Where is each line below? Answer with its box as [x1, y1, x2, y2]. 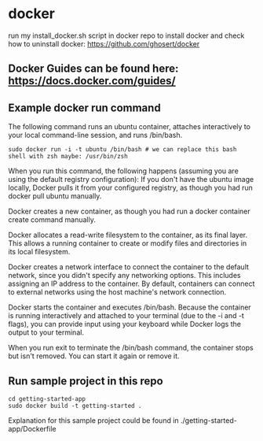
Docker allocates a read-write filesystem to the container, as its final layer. [8, 230, 248, 240]
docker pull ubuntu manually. [8, 191, 102, 201]
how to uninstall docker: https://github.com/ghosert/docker [8, 39, 200, 48]
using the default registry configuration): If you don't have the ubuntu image [8, 175, 254, 184]
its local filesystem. [8, 247, 71, 257]
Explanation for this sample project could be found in [8, 415, 179, 425]
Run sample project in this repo [8, 374, 163, 387]
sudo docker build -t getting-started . [8, 402, 143, 409]
